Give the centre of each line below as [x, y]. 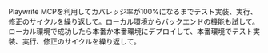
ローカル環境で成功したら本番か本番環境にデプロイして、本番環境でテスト [131, 31]
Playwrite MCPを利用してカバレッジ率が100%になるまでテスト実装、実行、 [133, 11]
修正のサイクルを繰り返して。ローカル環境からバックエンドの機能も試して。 [134, 21]
